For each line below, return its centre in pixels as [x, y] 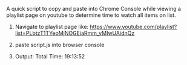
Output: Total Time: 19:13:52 [50, 56]
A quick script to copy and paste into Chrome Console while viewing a [94, 9]
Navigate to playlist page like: [52, 27]
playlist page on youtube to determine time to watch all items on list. [91, 15]
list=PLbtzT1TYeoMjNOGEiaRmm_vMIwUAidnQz [75, 33]
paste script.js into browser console [60, 45]
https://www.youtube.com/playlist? [133, 27]
